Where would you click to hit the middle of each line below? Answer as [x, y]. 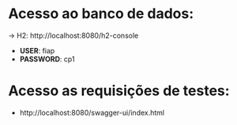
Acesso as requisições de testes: [119, 91]
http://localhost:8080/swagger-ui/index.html [92, 112]
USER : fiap [37, 50]
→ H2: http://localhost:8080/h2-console [73, 35]
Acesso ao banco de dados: [101, 14]
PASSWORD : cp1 [47, 59]
